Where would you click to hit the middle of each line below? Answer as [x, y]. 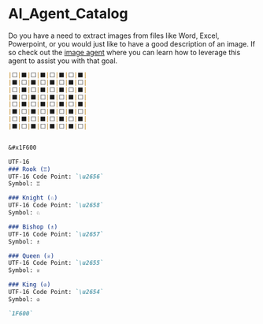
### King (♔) [30, 285]
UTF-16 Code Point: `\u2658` [56, 206]
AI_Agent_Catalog [68, 14]
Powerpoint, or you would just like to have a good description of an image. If [132, 43]
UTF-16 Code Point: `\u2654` [56, 292]
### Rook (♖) [30, 169]
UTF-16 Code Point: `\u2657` [56, 234]
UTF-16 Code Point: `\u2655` [56, 263]
